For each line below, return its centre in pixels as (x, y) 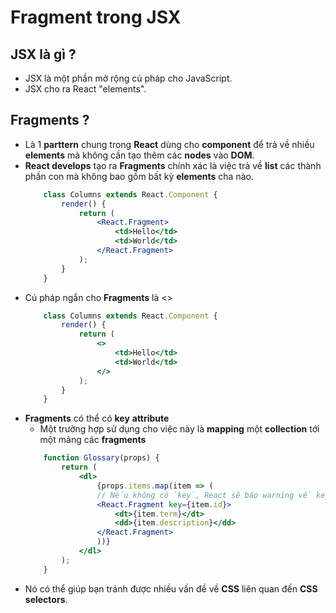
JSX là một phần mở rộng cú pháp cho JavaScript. (128, 78)
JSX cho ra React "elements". (85, 89)
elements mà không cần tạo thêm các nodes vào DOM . (139, 155)
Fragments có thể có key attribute (97, 418)
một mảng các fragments (93, 440)
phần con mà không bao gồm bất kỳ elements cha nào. (139, 176)
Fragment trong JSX (96, 17)
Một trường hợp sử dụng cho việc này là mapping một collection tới (179, 429)
